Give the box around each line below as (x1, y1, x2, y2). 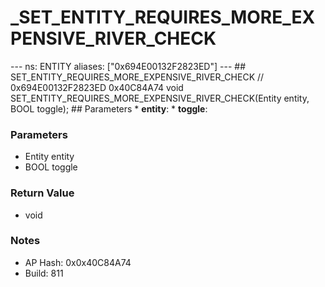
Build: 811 (24, 267, 64, 279)
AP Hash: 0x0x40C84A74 (24, 256, 132, 268)
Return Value (10, 186, 75, 200)
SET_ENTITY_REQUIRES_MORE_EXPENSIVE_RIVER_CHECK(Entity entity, (10, 92, 310, 104)
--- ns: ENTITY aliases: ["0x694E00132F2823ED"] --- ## (10, 60, 247, 72)
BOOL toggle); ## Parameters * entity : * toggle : (10, 102, 208, 115)
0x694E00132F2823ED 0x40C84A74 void (10, 81, 184, 93)
